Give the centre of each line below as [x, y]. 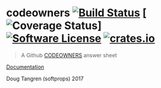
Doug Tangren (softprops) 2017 [45, 78]
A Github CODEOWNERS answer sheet [69, 55]
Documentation [25, 67]
